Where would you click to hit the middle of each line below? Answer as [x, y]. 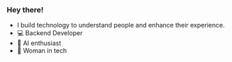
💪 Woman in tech [42, 51]
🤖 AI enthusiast [39, 43]
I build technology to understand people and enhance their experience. [121, 25]
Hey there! [25, 10]
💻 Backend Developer [50, 33]
